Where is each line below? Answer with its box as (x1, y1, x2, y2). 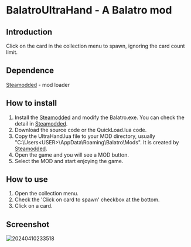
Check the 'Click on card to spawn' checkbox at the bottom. (14, 196, 160, 203)
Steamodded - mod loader (6, 81, 70, 88)
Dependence (6, 66, 54, 76)
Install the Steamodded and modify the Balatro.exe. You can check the (14, 114, 185, 121)
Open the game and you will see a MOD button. (14, 151, 129, 158)
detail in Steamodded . (14, 120, 68, 127)
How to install (6, 98, 57, 109)
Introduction (6, 27, 53, 37)
